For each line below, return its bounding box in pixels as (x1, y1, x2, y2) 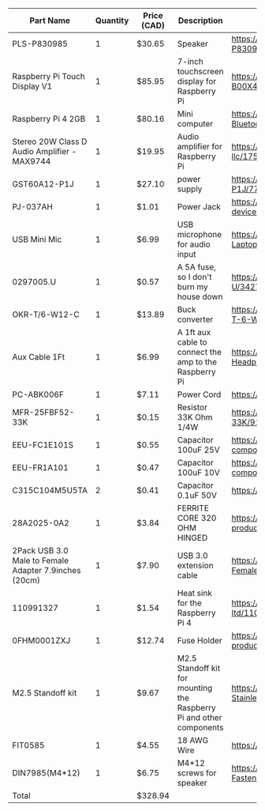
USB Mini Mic (12, 234, 62, 244)
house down (177, 292, 223, 302)
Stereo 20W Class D (12, 136, 88, 147)
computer (177, 119, 214, 129)
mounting (177, 683, 213, 693)
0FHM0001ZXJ (12, 636, 71, 646)
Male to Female (12, 555, 69, 566)
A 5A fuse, (177, 262, 217, 272)
